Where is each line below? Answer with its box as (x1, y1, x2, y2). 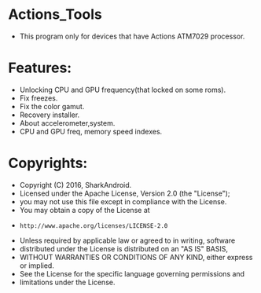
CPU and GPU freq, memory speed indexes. (19, 126, 163, 136)
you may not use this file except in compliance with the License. (19, 196, 227, 206)
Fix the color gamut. (19, 101, 85, 111)
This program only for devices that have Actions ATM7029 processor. (19, 31, 245, 41)
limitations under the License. (19, 277, 116, 287)
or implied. (19, 261, 55, 270)
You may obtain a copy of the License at (19, 205, 151, 214)
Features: (8, 59, 72, 77)
